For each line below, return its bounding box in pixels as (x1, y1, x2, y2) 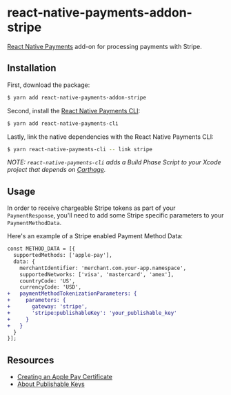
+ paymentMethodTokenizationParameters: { (7, 290, 137, 298)
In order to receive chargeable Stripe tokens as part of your (7, 204, 176, 212)
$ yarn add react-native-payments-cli (7, 119, 119, 127)
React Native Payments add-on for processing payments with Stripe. (7, 42, 202, 50)
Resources (7, 354, 54, 366)
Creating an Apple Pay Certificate (17, 373, 112, 381)
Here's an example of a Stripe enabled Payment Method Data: (7, 232, 183, 240)
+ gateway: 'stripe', (7, 303, 88, 310)
